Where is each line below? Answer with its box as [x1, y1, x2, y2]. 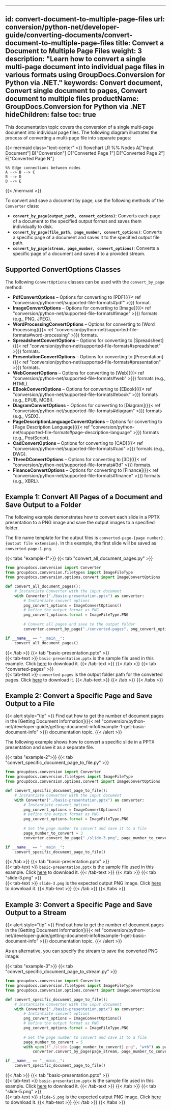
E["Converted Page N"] [5, 155, 54, 161]
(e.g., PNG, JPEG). [12, 316, 52, 322]
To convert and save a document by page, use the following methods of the [5, 197, 164, 204]
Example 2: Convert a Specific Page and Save [5, 691, 153, 700]
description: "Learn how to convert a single [5, 54, 146, 64]
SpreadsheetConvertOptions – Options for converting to [12, 337, 133, 344]
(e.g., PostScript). [12, 435, 50, 441]
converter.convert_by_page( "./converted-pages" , [23, 627, 129, 632]
